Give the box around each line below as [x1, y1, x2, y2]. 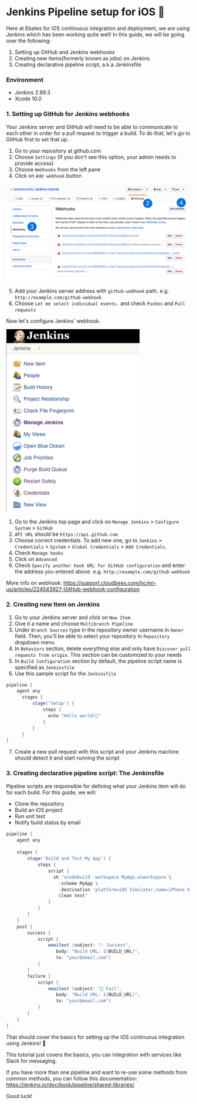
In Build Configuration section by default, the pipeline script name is [14, 657, 182, 664]
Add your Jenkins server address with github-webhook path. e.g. [14, 288, 169, 295]
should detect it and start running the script [14, 754, 120, 762]
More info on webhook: [6, 579, 63, 586]
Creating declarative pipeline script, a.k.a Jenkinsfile [14, 61, 142, 68]
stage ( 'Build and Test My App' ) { [27, 856, 111, 862]
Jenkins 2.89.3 [14, 89, 51, 96]
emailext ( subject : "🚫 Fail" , [47, 985, 122, 991]
